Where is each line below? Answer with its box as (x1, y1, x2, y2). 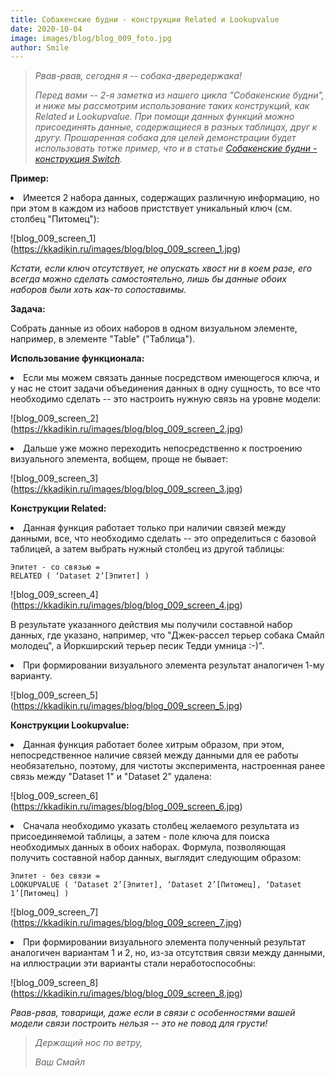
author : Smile (10, 42, 70, 53)
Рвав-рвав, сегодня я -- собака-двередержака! (34, 70, 242, 82)
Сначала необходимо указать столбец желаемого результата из (23, 820, 300, 832)
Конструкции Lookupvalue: (10, 719, 130, 731)
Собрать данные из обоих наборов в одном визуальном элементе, (10, 322, 298, 335)
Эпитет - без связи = (10, 871, 101, 881)
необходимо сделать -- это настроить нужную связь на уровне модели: (10, 393, 322, 405)
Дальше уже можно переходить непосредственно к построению (23, 442, 303, 455)
